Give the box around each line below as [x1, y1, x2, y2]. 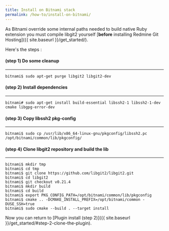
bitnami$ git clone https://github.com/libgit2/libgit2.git [5, 171, 134, 176]
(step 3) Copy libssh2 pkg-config [5, 115, 76, 121]
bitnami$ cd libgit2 [5, 175, 49, 180]
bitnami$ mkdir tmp [5, 162, 46, 167]
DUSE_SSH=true [5, 202, 35, 207]
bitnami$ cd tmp [5, 167, 39, 172]
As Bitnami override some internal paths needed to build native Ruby [5, 26, 147, 32]
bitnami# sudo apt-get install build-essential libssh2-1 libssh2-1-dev [5, 100, 161, 105]
